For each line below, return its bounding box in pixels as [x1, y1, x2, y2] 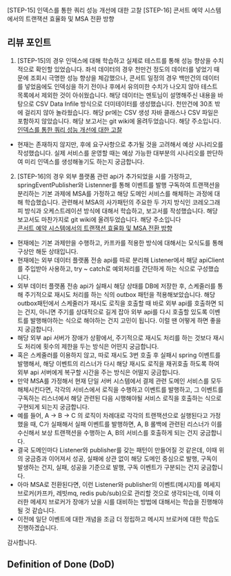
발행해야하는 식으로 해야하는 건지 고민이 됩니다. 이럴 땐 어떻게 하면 [30, 316, 209, 325]
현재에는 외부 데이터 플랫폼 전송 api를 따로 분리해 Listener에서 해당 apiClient [17, 256, 224, 264]
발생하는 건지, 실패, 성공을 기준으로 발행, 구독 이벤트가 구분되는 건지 [17, 463, 199, 471]
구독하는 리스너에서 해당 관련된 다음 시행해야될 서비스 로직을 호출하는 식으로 [17, 394, 222, 402]
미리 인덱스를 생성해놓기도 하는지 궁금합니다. [24, 157, 145, 166]
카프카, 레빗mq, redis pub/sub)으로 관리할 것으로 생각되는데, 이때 [36, 489, 214, 497]
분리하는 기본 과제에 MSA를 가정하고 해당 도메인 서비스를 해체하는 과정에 [17, 189, 213, 198]
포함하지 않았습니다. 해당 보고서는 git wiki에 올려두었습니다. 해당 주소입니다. [17, 117, 222, 125]
